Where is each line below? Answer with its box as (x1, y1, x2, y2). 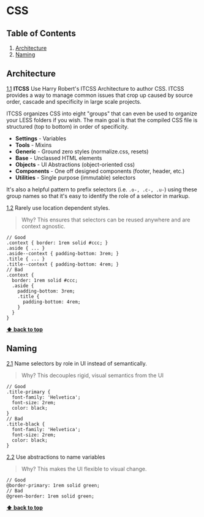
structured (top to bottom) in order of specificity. (6, 123, 129, 130)
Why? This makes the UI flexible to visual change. (21, 465, 147, 472)
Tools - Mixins (15, 141, 52, 148)
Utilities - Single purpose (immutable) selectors (15, 174, 136, 181)
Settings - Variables (15, 134, 66, 142)
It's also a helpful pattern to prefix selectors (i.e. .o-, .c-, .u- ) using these (6, 185, 197, 193)
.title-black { (6, 421, 45, 427)
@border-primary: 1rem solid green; (6, 482, 100, 488)
